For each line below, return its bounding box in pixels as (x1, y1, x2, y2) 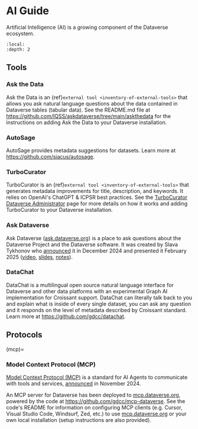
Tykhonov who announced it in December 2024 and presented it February (6, 247, 187, 254)
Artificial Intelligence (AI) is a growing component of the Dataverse (6, 24, 168, 31)
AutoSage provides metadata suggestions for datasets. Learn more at (6, 146, 176, 154)
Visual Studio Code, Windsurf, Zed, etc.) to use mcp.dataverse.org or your (6, 410, 187, 417)
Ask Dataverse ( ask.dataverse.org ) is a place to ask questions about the (6, 234, 181, 241)
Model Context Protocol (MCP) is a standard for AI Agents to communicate (6, 374, 188, 381)
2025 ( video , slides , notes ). (6, 253, 73, 260)
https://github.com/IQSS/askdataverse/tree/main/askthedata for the (6, 112, 171, 119)
